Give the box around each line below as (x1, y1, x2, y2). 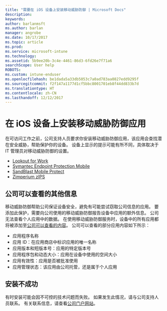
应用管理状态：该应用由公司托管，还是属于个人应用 (12, 264, 117, 270)
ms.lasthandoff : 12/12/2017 (5, 95, 64, 100)
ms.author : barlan (5, 26, 43, 31)
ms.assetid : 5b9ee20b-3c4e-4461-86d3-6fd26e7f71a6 (5, 58, 112, 63)
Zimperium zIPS (12, 174, 45, 180)
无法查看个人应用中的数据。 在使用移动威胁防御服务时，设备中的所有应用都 (5, 216, 159, 222)
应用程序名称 (12, 233, 39, 239)
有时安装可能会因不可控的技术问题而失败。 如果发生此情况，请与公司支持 (5, 294, 155, 300)
